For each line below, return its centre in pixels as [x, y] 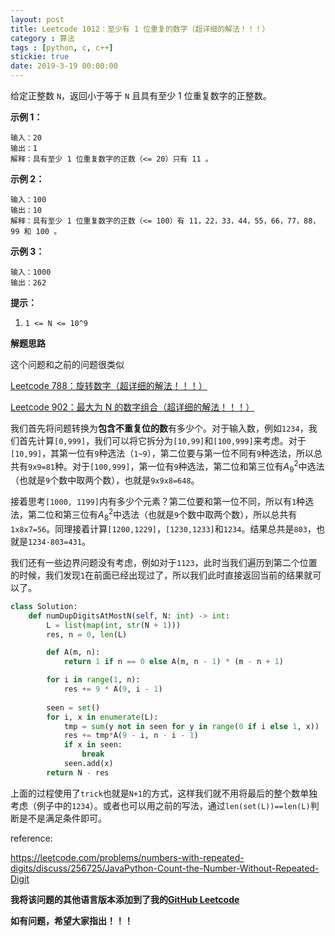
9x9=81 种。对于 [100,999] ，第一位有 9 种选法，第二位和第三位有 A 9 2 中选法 [176, 467]
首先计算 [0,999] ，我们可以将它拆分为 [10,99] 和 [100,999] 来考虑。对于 [162, 440]
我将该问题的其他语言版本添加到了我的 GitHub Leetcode [125, 899]
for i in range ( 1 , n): [93, 680]
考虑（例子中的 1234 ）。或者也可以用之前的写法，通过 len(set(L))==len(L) [160, 805]
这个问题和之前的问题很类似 [67, 364]
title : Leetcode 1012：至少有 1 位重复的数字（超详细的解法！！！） [140, 29]
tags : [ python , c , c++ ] [62, 47]
